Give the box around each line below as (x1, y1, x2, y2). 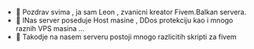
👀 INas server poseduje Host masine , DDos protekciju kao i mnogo (15, 16, 234, 25)
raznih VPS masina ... (15, 24, 85, 33)
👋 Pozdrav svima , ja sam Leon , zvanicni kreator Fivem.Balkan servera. (15, 8, 247, 16)
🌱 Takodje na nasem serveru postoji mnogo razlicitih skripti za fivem (15, 32, 237, 41)
